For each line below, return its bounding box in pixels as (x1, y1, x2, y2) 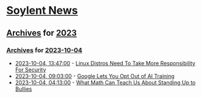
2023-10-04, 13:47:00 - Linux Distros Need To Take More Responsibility (15, 59, 196, 67)
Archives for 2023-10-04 (6, 46, 83, 54)
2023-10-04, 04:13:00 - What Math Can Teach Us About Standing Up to (15, 79, 196, 86)
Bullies (15, 85, 32, 93)
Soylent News (6, 4, 78, 18)
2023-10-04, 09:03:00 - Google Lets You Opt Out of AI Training (15, 72, 175, 79)
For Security (15, 66, 47, 73)
